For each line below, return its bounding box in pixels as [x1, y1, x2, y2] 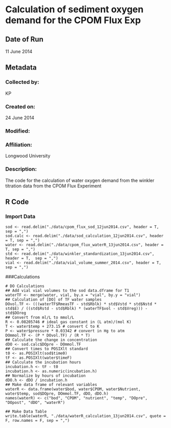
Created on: [5, 103, 36, 110]
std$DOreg [5, 311, 27, 316]
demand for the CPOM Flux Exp [5, 14, 141, 26]
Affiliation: [5, 141, 32, 148]
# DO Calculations [5, 284, 45, 289]
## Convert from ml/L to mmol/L [5, 315, 74, 320]
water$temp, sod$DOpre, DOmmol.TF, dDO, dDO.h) [5, 391, 109, 396]
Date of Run [5, 35, 44, 44]
